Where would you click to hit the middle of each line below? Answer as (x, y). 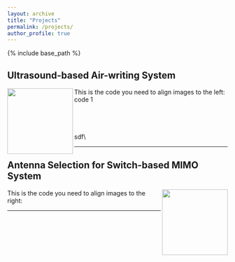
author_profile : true (39, 33)
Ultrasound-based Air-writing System (92, 75)
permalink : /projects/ (40, 27)
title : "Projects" (34, 20)
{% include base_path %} (44, 53)
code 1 (84, 99)
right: (15, 200)
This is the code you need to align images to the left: (150, 92)
